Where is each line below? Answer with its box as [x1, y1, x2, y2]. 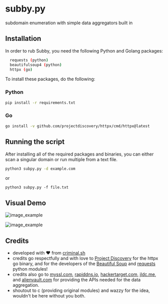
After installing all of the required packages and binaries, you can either [5, 151, 154, 157]
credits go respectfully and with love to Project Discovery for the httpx [12, 256, 158, 262]
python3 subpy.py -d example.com [5, 166, 76, 171]
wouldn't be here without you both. [12, 293, 86, 299]
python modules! [12, 266, 48, 272]
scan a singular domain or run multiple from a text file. [5, 156, 118, 162]
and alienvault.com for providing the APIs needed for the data [12, 277, 141, 283]
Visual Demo [5, 198, 46, 207]
